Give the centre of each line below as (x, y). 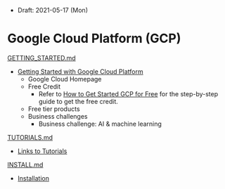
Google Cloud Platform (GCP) (94, 39)
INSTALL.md (25, 164)
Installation (33, 178)
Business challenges (58, 116)
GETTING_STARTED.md (41, 58)
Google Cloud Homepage (65, 79)
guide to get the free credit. (78, 101)
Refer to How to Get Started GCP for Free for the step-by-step (128, 93)
